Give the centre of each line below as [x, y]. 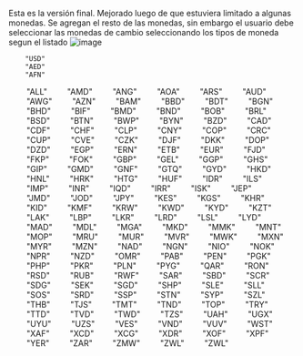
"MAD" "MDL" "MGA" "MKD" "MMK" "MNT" [154, 227]
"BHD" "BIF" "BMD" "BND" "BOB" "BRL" [146, 111]
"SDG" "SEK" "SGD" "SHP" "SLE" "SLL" [145, 285]
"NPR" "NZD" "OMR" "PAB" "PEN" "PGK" [148, 256]
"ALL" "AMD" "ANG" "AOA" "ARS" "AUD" [146, 92]
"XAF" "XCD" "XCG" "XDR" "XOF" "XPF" [147, 333]
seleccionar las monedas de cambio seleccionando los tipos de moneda [144, 32]
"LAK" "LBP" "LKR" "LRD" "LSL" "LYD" [143, 217]
